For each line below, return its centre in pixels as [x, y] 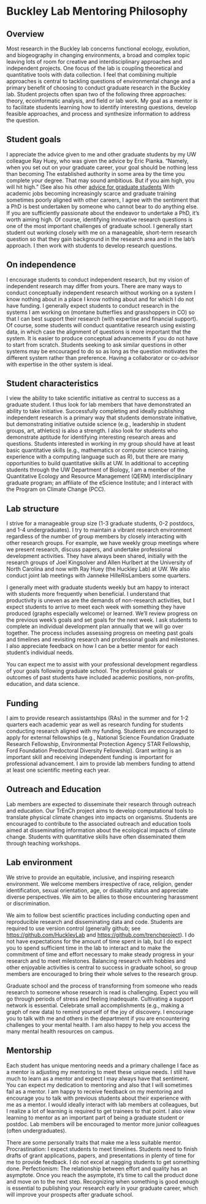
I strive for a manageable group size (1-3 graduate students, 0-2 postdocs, [101, 524]
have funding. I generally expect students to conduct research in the [93, 305]
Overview [25, 34]
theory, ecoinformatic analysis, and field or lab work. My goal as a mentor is [102, 101]
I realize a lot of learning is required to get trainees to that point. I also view [101, 1111]
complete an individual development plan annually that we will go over [95, 627]
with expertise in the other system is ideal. [60, 364]
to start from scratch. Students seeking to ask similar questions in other [97, 345]
